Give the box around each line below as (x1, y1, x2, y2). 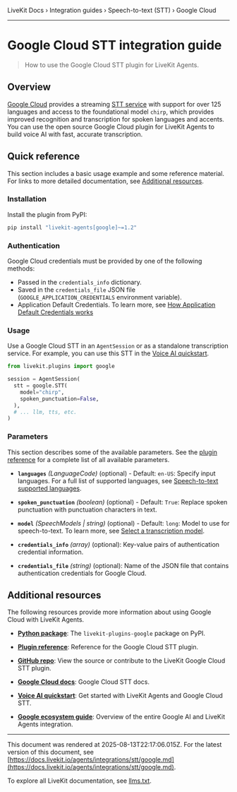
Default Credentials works (17, 308, 94, 317)
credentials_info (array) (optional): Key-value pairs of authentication (17, 540, 220, 548)
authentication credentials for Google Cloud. (17, 569, 147, 577)
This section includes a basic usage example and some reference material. (7, 169, 224, 177)
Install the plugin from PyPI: (7, 210, 87, 218)
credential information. (17, 548, 84, 556)
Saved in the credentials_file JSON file (17, 285, 136, 294)
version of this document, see (7, 748, 94, 757)
